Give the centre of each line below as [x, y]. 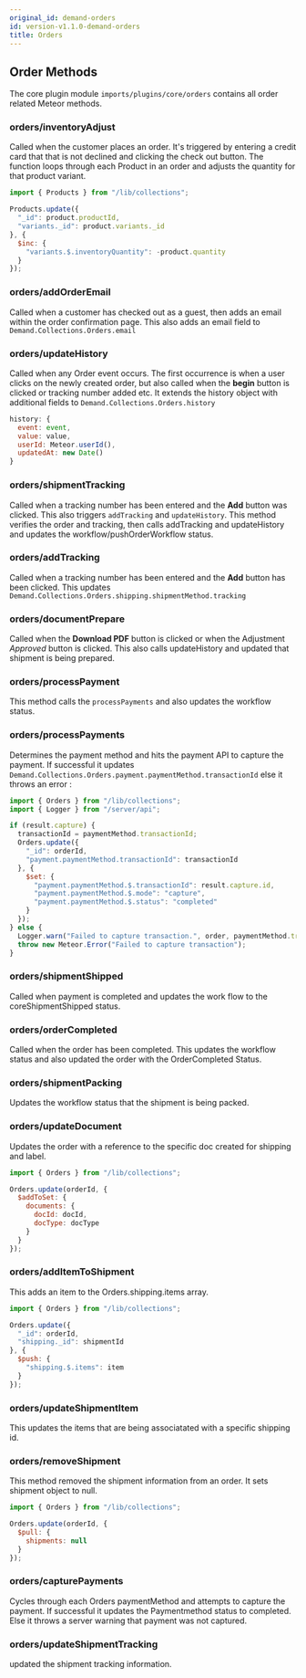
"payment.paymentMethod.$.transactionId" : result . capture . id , [154, 885]
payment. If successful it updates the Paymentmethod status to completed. [150, 1610]
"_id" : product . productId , [69, 218]
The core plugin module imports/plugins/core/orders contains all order [144, 94]
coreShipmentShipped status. [65, 1006]
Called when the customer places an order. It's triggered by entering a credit [153, 147]
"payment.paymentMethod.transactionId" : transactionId [132, 859]
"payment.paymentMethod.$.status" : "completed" [126, 902]
